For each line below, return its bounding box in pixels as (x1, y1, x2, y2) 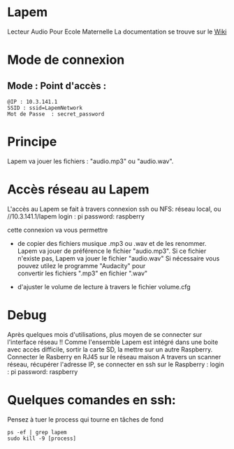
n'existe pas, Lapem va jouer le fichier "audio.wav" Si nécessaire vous (17, 254, 220, 263)
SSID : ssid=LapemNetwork (7, 104, 82, 111)
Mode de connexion (7, 52, 125, 68)
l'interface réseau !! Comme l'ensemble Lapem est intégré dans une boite (7, 338, 219, 346)
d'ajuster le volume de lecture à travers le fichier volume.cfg (17, 282, 191, 291)
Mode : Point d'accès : (7, 80, 107, 92)
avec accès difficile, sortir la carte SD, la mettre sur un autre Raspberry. (7, 345, 213, 354)
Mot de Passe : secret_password (7, 110, 105, 118)
